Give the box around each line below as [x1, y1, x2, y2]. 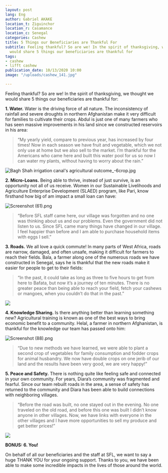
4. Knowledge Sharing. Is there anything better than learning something [5, 309, 154, 315]
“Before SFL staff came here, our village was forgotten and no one [17, 212, 154, 218]
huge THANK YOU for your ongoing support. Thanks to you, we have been [5, 456, 159, 463]
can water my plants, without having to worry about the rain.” [17, 158, 143, 164]
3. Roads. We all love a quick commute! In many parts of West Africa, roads [5, 243, 161, 249]
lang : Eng [5, 12, 26, 17]
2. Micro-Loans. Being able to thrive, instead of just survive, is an [5, 177, 140, 183]
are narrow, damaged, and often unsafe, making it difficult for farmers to [5, 249, 154, 255]
